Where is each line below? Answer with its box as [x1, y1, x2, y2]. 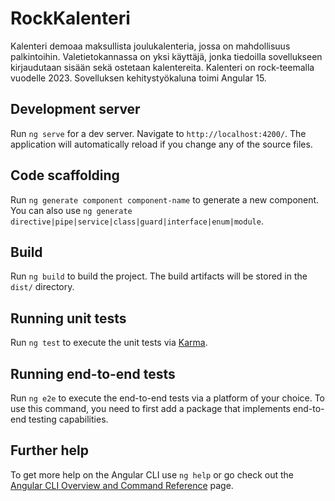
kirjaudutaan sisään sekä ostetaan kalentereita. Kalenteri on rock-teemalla [10, 61, 315, 73]
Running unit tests [10, 310, 127, 327]
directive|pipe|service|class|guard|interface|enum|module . [10, 215, 264, 227]
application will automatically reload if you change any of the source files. [10, 138, 313, 150]
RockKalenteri [10, 7, 131, 30]
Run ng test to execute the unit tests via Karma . [10, 337, 208, 349]
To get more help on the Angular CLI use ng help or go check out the [10, 468, 294, 481]
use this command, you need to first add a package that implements [10, 403, 291, 414]
